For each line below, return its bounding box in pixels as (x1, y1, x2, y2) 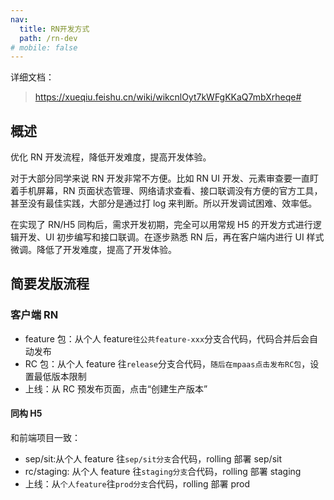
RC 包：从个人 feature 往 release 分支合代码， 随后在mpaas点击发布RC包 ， (24, 357, 311, 370)
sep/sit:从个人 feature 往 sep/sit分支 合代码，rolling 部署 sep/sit (24, 452, 283, 465)
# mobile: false (10, 42, 78, 53)
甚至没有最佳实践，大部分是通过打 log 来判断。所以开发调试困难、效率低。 (10, 197, 318, 210)
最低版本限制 (33, 370, 87, 382)
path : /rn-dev (19, 33, 78, 43)
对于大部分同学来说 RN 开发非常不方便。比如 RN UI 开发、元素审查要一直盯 (10, 172, 319, 185)
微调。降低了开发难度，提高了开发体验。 (10, 244, 177, 256)
